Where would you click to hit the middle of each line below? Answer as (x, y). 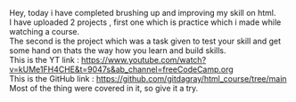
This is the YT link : (45, 60)
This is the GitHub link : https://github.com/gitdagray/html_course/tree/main (148, 78)
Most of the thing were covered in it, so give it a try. (104, 88)
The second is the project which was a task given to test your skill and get (145, 41)
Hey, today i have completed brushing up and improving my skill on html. (143, 13)
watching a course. (45, 31)
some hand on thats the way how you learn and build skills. (118, 51)
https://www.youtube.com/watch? (144, 60)
